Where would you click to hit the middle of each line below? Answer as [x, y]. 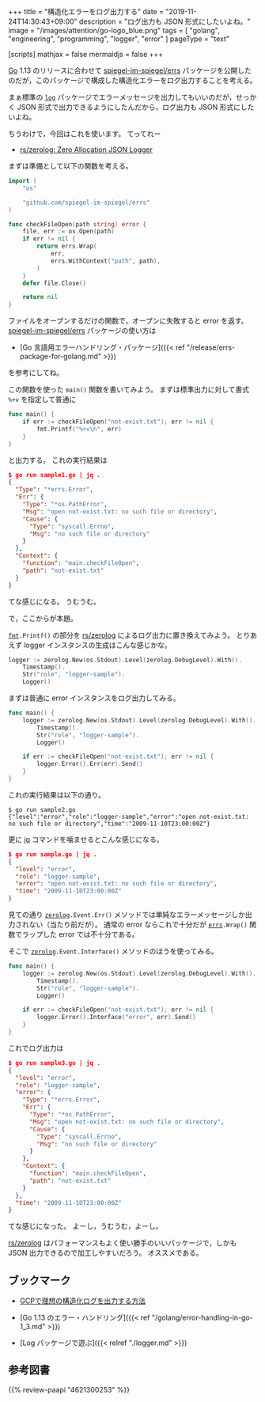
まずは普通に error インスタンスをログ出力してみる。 [94, 698]
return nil [40, 297]
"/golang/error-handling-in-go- [202, 1318]
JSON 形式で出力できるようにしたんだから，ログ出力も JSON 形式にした [136, 107]
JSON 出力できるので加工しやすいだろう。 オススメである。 [106, 1253]
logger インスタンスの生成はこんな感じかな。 [97, 645]
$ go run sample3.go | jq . [55, 1063]
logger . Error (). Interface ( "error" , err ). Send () [116, 1017]
